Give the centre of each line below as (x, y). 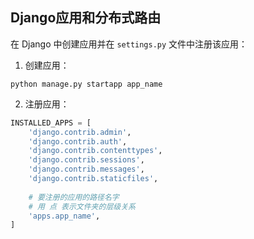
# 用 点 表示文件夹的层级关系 (82, 206)
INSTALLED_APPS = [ (51, 123)
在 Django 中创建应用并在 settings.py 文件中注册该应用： (129, 44)
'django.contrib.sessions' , (86, 160)
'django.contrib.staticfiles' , (93, 179)
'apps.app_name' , (64, 216)
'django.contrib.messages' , (86, 169)
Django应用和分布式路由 (86, 18)
